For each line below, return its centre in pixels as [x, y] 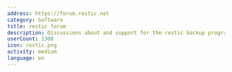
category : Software [35, 20]
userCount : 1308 [30, 39]
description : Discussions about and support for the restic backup [106, 33]
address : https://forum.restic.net [58, 13]
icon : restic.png [32, 45]
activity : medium [32, 52]
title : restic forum [37, 26]
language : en [26, 58]
